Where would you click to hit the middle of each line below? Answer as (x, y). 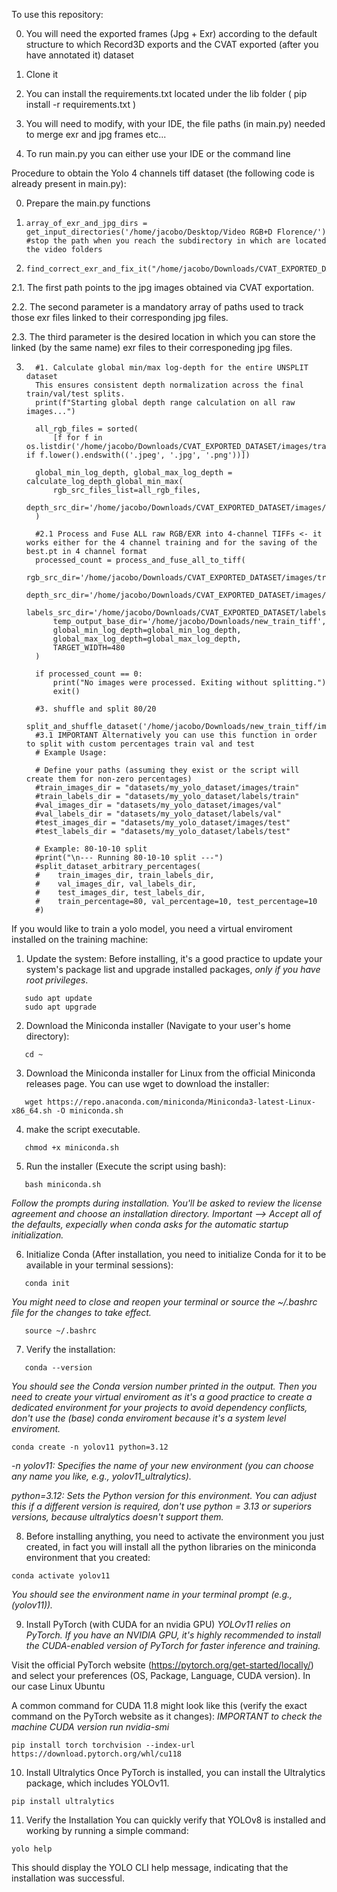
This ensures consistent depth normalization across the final (169, 385)
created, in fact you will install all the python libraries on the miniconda (171, 1547)
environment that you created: (88, 1557)
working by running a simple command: (107, 1830)
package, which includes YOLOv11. (97, 1783)
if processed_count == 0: (89, 674)
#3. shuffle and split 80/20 (96, 709)
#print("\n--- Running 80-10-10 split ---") (129, 858)
